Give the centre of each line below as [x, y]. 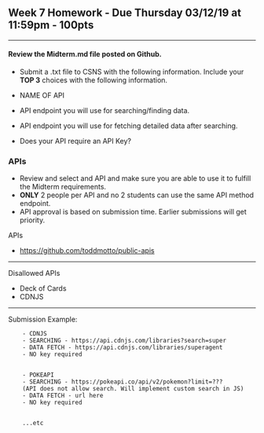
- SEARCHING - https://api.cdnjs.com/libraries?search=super [124, 341]
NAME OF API [42, 95]
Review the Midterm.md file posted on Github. [85, 54]
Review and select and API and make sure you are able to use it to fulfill [135, 178]
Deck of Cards [43, 288]
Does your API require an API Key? [75, 141]
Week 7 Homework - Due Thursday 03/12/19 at [125, 13]
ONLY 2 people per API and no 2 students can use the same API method [136, 195]
